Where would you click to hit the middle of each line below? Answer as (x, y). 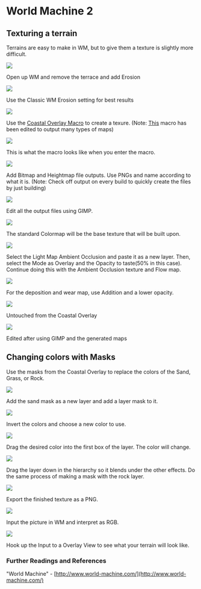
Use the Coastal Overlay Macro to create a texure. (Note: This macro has (96, 123)
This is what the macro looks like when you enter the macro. (81, 152)
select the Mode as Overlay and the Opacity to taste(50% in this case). (94, 263)
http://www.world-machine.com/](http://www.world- (121, 574)
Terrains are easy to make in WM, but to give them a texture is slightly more (100, 48)
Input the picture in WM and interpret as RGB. (63, 522)
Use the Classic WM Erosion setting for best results (70, 100)
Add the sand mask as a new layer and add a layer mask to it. (82, 401)
